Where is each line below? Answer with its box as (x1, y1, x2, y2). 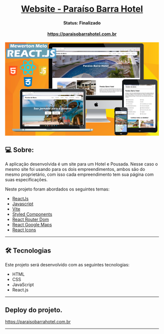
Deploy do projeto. (5, 306, 62, 314)
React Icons (12, 227, 37, 233)
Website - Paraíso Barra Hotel (21, 3, 143, 15)
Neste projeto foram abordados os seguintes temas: (5, 186, 110, 192)
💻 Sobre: (5, 146, 34, 154)
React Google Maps (12, 222, 52, 228)
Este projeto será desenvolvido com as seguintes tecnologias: (5, 262, 130, 268)
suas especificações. (5, 177, 48, 183)
